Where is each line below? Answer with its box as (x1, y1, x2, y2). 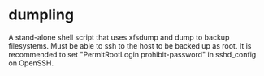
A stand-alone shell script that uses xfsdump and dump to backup (8, 32, 230, 42)
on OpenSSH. (8, 58, 54, 68)
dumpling (8, 6, 75, 24)
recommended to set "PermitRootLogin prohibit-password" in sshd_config (8, 49, 257, 59)
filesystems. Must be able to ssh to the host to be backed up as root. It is (8, 40, 252, 50)
